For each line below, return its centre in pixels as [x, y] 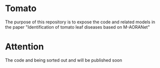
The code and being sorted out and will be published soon [64, 60]
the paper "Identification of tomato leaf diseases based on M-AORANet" [78, 27]
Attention [24, 47]
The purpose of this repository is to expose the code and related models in [80, 22]
